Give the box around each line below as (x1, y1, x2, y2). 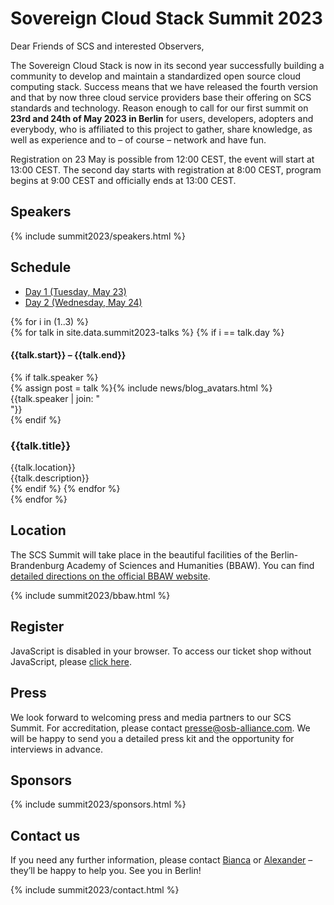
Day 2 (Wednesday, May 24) (24, 296, 143, 308)
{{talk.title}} (10, 438, 72, 452)
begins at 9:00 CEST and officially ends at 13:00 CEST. (10, 174, 237, 186)
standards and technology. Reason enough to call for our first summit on (10, 102, 309, 114)
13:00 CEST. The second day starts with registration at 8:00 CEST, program (10, 163, 322, 176)
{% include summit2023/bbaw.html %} (10, 589, 171, 601)
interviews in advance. (10, 743, 103, 755)
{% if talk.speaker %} (10, 371, 99, 383)
